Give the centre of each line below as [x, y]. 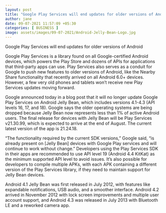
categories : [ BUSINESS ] [32, 28]
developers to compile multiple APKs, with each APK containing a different [81, 164]
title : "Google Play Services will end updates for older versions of [79, 14]
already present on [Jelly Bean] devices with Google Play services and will [81, 143]
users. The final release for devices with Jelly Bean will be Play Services [79, 118]
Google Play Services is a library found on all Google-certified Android [77, 56]
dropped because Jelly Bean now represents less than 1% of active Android [82, 113]
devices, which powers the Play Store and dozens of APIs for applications [80, 61]
